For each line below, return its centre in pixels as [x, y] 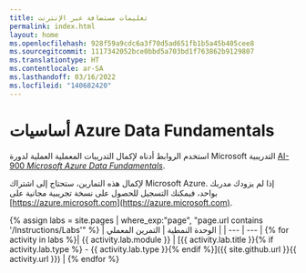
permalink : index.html [52, 26]
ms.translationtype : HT [55, 60]
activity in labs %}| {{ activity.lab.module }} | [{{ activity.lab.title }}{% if [142, 239]
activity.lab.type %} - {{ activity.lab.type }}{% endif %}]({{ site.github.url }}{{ [153, 249]
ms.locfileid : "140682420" [61, 86]
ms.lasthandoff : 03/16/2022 [63, 77]
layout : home [34, 35]
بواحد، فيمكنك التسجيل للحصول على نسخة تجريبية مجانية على [114, 193]
